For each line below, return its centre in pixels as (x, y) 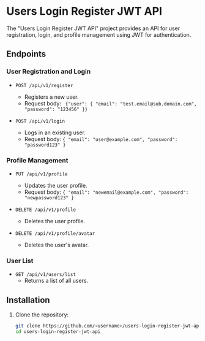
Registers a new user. (51, 97)
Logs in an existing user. (55, 132)
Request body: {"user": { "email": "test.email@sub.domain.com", (110, 103)
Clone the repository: (42, 315)
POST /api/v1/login (40, 121)
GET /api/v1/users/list (46, 275)
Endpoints (26, 54)
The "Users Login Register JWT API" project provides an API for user (93, 28)
